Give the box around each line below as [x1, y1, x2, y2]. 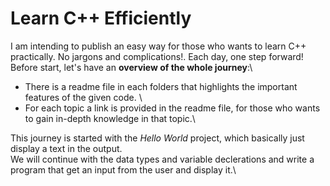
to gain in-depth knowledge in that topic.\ [24, 112, 196, 124]
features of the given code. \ [24, 91, 143, 103]
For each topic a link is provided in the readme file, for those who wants [24, 102, 321, 114]
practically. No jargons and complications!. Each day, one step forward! [10, 50, 304, 62]
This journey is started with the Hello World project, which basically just [10, 132, 305, 144]
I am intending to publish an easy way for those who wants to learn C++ [10, 40, 307, 52]
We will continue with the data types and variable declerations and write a [10, 153, 315, 165]
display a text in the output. [10, 142, 123, 154]
